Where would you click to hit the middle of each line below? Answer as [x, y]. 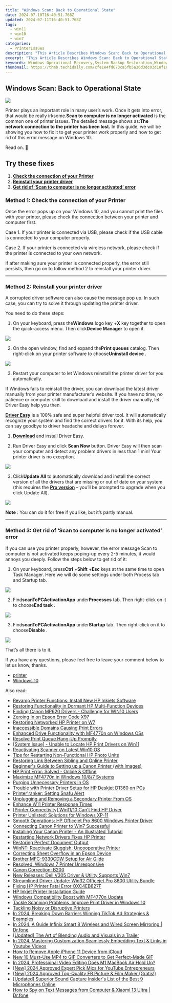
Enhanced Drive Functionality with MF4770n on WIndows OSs [78, 733]
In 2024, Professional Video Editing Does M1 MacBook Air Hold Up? [84, 962]
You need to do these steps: [35, 313]
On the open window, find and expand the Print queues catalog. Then [86, 348]
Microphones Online [34, 984]
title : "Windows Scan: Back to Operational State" [60, 10]
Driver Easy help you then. [33, 405]
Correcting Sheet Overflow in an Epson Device [62, 853]
